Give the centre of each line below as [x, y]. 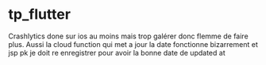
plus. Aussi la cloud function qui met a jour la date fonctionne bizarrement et [133, 44]
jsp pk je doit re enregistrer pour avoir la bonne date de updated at [117, 52]
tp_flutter [40, 14]
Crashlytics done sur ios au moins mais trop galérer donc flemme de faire [128, 36]
